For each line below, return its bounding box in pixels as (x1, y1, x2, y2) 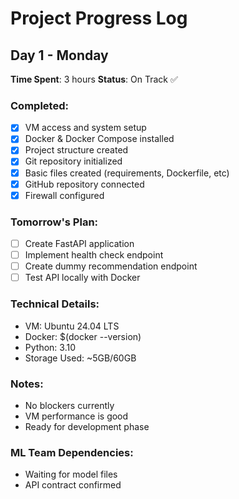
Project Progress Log (10, 7, 188, 30)
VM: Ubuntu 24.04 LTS (24, 320, 120, 332)
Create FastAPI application (24, 238, 135, 250)
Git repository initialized (24, 155, 123, 167)
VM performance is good (24, 410, 129, 422)
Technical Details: (10, 297, 100, 311)
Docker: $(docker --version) (24, 330, 142, 342)
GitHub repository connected (24, 178, 145, 190)
